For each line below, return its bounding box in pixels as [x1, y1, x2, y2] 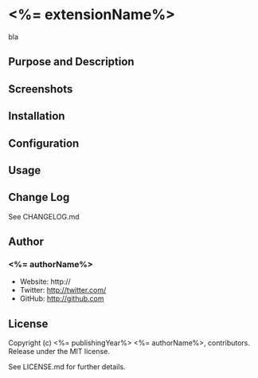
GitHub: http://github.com [19, 293, 104, 304]
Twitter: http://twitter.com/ [19, 285, 107, 295]
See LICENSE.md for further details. [8, 362, 126, 372]
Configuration [8, 136, 80, 150]
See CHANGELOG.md [8, 211, 80, 221]
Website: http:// [19, 277, 72, 286]
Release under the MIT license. [8, 347, 110, 356]
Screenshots [8, 82, 73, 96]
